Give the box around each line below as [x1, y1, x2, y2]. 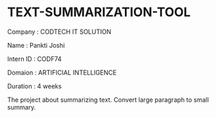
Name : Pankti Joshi [7, 41, 65, 49]
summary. [7, 103, 36, 111]
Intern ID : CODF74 [7, 54, 62, 63]
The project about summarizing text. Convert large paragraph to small [7, 96, 209, 104]
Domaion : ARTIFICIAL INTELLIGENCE [7, 68, 117, 77]
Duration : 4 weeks [7, 81, 62, 90]
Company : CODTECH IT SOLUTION [7, 27, 112, 36]
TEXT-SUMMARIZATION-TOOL [7, 4, 191, 20]
